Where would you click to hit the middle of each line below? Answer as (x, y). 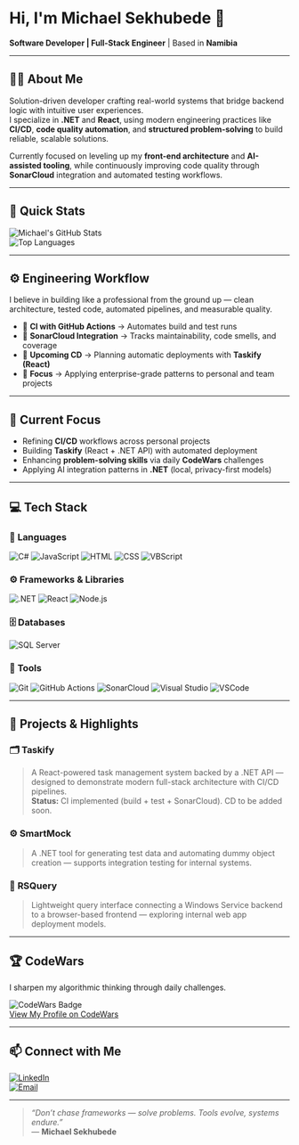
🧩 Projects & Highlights (74, 724)
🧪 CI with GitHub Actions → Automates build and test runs (129, 327)
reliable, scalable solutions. (59, 138)
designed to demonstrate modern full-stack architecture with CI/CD (155, 782)
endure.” (47, 1122)
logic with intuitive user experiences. (77, 110)
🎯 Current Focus (55, 419)
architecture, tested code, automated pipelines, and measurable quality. (141, 309)
